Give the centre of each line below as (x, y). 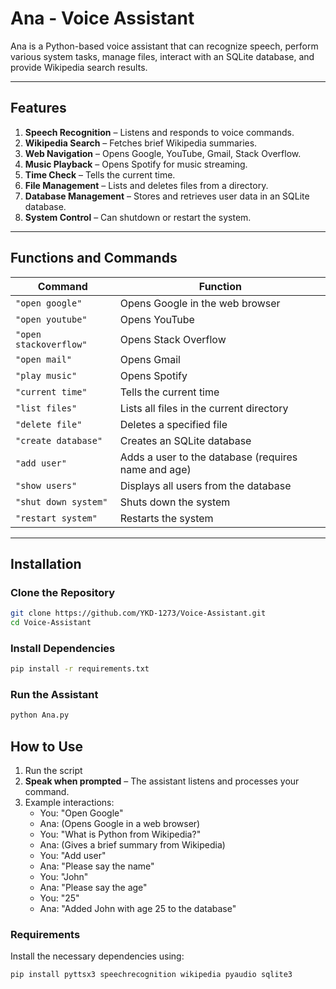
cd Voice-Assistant (51, 623)
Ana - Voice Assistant (102, 18)
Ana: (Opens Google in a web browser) (120, 824)
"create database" (59, 440)
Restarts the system (166, 518)
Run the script (53, 771)
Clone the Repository (63, 592)
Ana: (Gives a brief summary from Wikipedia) (132, 845)
